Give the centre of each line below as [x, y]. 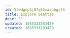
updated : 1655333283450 [30, 23]
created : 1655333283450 [30, 28]
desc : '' [14, 19]
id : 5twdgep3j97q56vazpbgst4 [35, 10]
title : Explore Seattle [30, 14]
